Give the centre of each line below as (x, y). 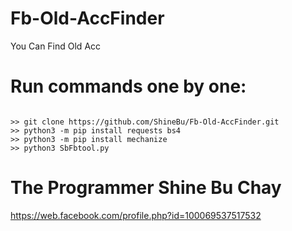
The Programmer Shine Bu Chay (146, 188)
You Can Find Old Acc (56, 46)
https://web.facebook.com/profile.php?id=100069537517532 (136, 215)
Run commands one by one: (128, 86)
